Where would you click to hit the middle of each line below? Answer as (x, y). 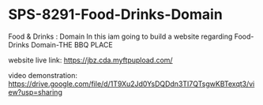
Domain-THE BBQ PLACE (72, 44)
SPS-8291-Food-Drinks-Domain (115, 15)
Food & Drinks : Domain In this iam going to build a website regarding (120, 36)
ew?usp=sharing (36, 92)
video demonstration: (43, 75)
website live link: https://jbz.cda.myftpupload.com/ (90, 60)
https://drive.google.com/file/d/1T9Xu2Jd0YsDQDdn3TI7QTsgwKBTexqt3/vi (131, 84)
